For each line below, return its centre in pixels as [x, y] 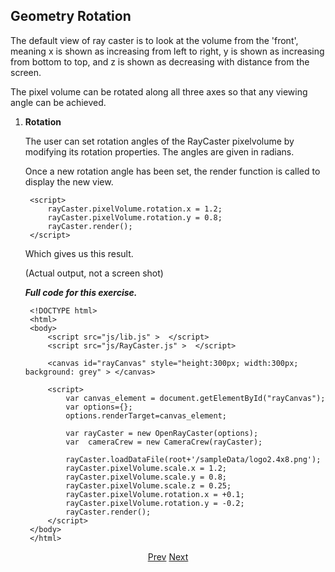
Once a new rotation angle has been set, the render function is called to [172, 171]
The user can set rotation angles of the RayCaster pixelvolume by [159, 141]
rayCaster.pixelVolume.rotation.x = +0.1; [155, 494]
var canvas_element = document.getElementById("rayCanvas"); [195, 398]
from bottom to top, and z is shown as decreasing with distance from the [160, 61]
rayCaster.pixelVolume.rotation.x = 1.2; [135, 209]
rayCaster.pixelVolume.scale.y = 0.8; [146, 477]
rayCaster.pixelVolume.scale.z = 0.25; [148, 485]
